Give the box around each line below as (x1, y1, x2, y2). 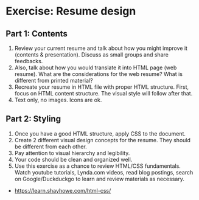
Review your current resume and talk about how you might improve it (14, 44, 188, 52)
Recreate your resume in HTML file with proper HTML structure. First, (14, 83, 189, 91)
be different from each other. (14, 143, 88, 150)
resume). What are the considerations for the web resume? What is (14, 71, 183, 77)
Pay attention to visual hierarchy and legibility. (14, 149, 130, 156)
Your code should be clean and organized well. (14, 156, 133, 163)
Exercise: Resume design (5, 4, 136, 18)
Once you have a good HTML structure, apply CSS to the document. (14, 129, 186, 137)
